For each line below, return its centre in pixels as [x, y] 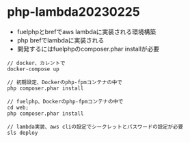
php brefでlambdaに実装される [60, 40]
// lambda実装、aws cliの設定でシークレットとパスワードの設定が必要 [95, 127]
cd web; [18, 107]
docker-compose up [33, 69]
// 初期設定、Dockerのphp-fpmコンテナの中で [65, 82]
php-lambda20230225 [73, 12]
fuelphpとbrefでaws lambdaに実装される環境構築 [86, 31]
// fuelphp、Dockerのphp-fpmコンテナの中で [65, 101]
